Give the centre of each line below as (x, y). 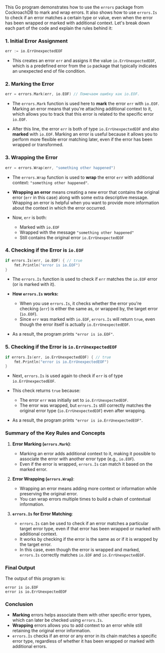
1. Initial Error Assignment (36, 41)
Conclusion (19, 604)
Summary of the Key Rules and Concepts (55, 433)
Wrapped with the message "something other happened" (77, 232)
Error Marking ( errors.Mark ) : (42, 444)
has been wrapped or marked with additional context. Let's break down (78, 23)
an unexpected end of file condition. (49, 71)
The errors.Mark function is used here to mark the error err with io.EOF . (85, 104)
